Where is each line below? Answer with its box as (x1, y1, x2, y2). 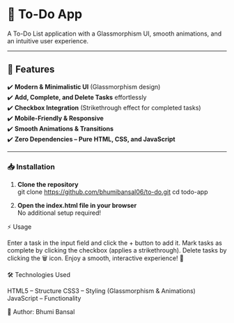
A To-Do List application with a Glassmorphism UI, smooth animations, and (7, 29, 222, 38)
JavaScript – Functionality (7, 294, 81, 303)
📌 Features (7, 63, 55, 75)
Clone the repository (17, 181, 79, 189)
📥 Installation (7, 162, 56, 172)
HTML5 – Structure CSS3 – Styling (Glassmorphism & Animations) (7, 287, 196, 295)
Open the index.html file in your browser (17, 202, 137, 210)
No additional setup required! (17, 209, 102, 217)
